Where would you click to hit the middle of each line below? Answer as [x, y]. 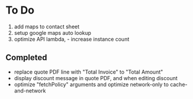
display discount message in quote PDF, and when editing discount [96, 78]
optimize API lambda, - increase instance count [71, 39]
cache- [179, 84]
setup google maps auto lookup [53, 32]
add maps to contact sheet [47, 27]
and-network [30, 90]
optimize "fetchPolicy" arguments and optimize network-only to [91, 84]
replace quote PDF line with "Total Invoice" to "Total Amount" [89, 72]
